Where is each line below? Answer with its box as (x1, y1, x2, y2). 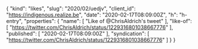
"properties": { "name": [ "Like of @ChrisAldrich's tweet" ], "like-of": (23, 18, 192, 24)
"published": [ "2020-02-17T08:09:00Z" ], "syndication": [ (6, 30, 150, 37)
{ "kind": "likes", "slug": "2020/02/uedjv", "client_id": (6, 5, 136, 12)
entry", (6, 18, 23, 24)
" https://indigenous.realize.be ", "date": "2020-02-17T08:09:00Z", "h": (6, 11, 178, 18)
